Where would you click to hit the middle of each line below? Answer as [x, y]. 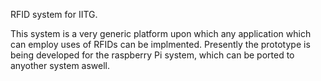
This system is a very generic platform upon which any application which [161, 33]
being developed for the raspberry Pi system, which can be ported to [152, 55]
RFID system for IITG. [54, 14]
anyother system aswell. [60, 65]
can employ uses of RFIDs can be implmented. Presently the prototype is [160, 44]
